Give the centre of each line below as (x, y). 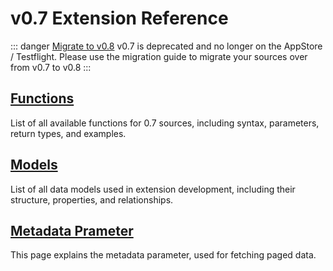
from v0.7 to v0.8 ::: (51, 67)
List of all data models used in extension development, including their (153, 189)
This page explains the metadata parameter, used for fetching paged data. (163, 255)
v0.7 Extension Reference (119, 18)
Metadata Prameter (72, 230)
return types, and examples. (68, 133)
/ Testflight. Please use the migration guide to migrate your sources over (159, 56)
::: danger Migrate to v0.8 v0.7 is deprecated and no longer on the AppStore (166, 46)
